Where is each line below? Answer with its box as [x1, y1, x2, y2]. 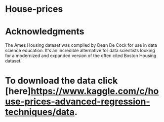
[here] [5, 86, 31, 97]
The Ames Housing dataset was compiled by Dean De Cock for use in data [5, 42, 157, 48]
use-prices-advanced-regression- [5, 96, 151, 107]
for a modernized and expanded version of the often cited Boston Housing [5, 53, 157, 59]
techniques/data [5, 107, 75, 118]
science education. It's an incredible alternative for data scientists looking [5, 48, 156, 54]
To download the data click [5, 75, 118, 87]
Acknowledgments [5, 26, 85, 37]
